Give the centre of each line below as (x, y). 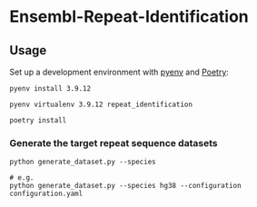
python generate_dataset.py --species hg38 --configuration (126, 186)
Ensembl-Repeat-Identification (129, 17)
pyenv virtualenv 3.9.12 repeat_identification (101, 104)
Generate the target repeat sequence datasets (114, 143)
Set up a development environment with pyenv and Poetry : (119, 72)
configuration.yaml (46, 194)
